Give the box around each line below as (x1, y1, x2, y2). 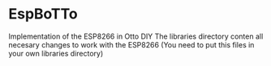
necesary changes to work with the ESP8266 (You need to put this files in (8, 39, 255, 49)
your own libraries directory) (8, 48, 104, 58)
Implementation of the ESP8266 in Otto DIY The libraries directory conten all (8, 31, 264, 41)
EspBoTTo (8, 5, 79, 23)
